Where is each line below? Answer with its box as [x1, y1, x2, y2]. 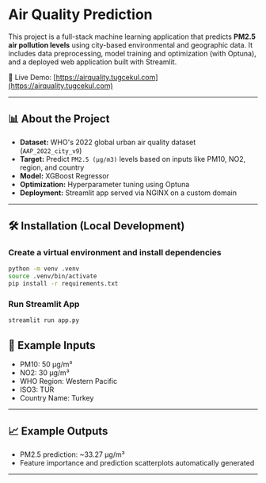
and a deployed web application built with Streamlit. [8, 57, 177, 67]
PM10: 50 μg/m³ [19, 359, 73, 370]
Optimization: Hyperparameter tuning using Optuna [19, 179, 190, 189]
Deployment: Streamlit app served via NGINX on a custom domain [19, 188, 237, 197]
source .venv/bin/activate [8, 272, 97, 281]
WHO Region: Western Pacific [19, 377, 117, 386]
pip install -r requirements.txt [8, 280, 119, 288]
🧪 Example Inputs [8, 339, 96, 352]
